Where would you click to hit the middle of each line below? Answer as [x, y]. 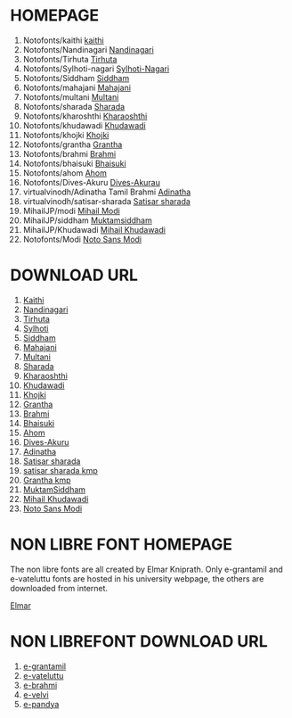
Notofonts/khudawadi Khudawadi [84, 125]
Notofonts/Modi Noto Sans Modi [82, 239]
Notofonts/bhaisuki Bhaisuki [75, 163]
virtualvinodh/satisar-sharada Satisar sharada [106, 201]
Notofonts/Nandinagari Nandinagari [88, 49]
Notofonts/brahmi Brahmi [69, 153]
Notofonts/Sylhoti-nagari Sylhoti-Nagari [96, 69]
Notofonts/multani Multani [71, 97]
